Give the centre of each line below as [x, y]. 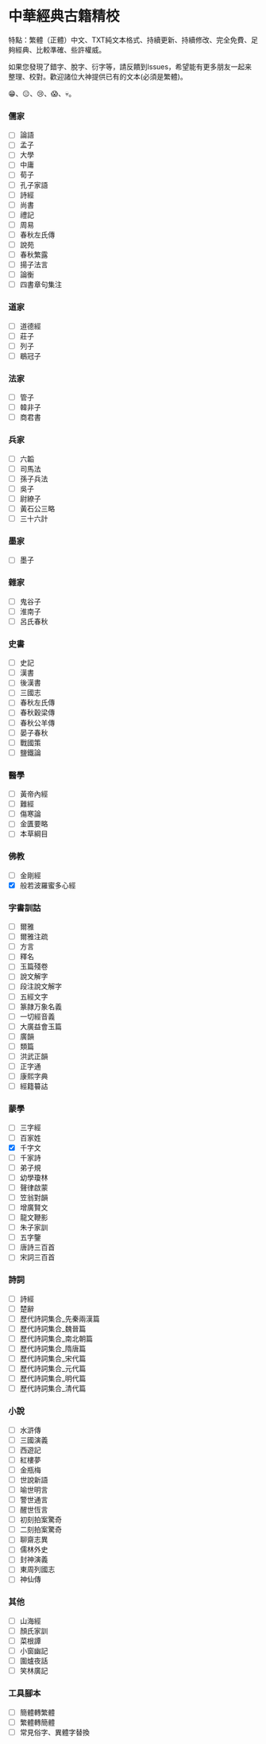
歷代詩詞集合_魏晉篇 [53, 1328]
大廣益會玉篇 [40, 1026]
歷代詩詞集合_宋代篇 [53, 1358]
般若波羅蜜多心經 [48, 885]
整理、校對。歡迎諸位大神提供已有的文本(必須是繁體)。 [98, 76]
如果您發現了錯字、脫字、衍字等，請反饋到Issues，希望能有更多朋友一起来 [130, 66]
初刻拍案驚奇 [40, 1520]
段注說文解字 [40, 986]
